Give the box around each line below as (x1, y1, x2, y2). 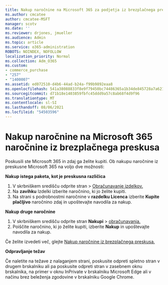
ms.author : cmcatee (5, 12, 46, 17)
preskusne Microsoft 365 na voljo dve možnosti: (5, 163, 104, 169)
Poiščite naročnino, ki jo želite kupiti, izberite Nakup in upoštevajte (12, 223, 150, 229)
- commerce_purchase (5, 68, 48, 73)
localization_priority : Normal (5, 53, 70, 59)
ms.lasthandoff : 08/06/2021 (5, 105, 64, 110)
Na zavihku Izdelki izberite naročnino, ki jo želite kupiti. (12, 188, 126, 194)
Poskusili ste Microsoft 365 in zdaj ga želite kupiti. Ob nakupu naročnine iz (5, 158, 158, 164)
